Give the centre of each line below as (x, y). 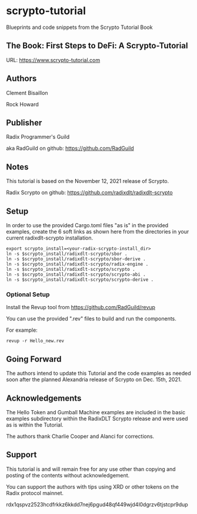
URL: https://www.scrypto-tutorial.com (53, 60)
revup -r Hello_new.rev (35, 341)
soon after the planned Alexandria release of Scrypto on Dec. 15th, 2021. (94, 379)
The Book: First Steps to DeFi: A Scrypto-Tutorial (97, 46)
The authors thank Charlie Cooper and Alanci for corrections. (80, 436)
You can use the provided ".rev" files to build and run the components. (91, 319)
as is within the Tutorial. (35, 425)
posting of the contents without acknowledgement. (68, 475)
